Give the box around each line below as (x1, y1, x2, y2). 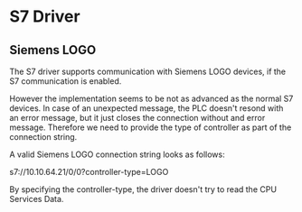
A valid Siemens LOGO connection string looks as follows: (9, 149, 226, 160)
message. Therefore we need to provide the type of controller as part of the (9, 122, 292, 133)
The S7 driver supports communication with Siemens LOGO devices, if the (9, 66, 287, 77)
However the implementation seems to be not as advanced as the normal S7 (9, 93, 294, 104)
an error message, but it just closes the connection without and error (9, 113, 266, 123)
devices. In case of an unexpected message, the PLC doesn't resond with (9, 103, 284, 114)
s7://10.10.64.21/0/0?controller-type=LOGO (9, 167, 169, 177)
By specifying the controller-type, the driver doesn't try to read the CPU (9, 184, 278, 195)
